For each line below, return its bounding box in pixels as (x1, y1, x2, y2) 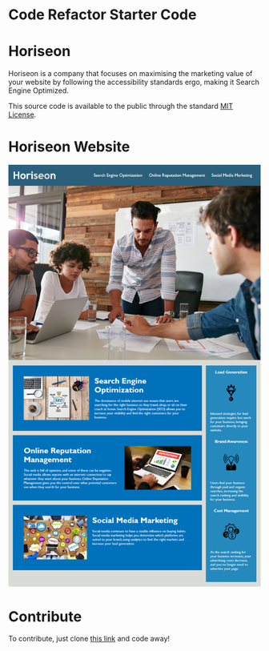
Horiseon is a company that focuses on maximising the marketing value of (8, 69, 253, 78)
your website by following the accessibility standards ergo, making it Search (8, 78, 260, 87)
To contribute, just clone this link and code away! (8, 634, 171, 644)
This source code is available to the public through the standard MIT (8, 102, 234, 111)
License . (8, 110, 37, 119)
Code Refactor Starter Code (8, 6, 197, 24)
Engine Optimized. (8, 86, 70, 95)
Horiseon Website (8, 138, 130, 156)
